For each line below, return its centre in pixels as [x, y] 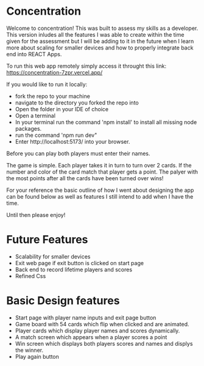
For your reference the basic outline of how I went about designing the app [100, 190]
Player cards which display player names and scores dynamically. [97, 331]
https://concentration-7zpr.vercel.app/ [55, 72]
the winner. [29, 350]
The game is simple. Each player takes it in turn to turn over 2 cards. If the [99, 165]
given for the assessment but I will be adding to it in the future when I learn [100, 41]
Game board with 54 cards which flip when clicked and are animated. [102, 324]
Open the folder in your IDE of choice [62, 109]
